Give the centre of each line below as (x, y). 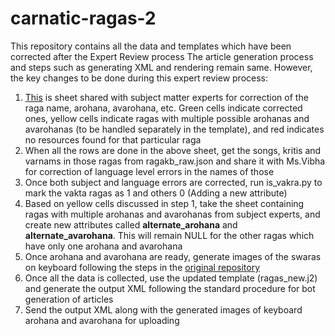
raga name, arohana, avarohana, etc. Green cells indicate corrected (163, 108)
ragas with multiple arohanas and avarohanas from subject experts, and (172, 214)
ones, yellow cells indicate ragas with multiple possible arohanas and (167, 118)
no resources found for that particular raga (113, 139)
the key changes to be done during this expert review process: (139, 78)
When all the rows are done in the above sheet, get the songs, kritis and (173, 150)
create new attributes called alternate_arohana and (131, 224)
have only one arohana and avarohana (103, 246)
